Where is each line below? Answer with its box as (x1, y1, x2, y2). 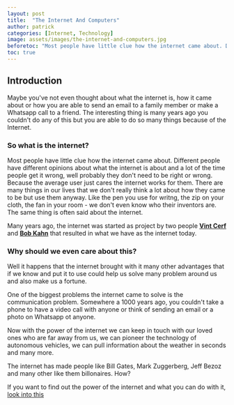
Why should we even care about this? (7, 246, 137, 256)
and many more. (7, 349, 54, 357)
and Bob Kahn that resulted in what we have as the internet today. (7, 229, 197, 237)
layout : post (7, 10, 45, 17)
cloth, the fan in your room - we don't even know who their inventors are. (7, 200, 217, 209)
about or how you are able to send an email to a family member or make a (7, 100, 219, 109)
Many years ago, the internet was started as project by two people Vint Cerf (7, 221, 226, 230)
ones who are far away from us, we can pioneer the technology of (7, 334, 197, 342)
